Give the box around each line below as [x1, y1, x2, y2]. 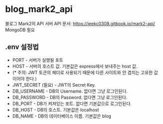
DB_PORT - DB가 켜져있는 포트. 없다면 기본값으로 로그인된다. [12, 101, 132, 107]
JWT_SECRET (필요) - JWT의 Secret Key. [12, 82, 96, 88]
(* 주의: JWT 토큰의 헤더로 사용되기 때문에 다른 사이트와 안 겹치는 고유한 [12, 69, 153, 75]
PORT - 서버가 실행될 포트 [12, 57, 64, 63]
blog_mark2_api [5, 3, 73, 15]
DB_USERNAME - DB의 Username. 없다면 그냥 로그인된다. [12, 88, 128, 94]
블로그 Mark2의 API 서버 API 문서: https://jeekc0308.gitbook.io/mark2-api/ [5, 20, 156, 26]
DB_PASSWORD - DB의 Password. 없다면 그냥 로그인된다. [12, 94, 128, 100]
